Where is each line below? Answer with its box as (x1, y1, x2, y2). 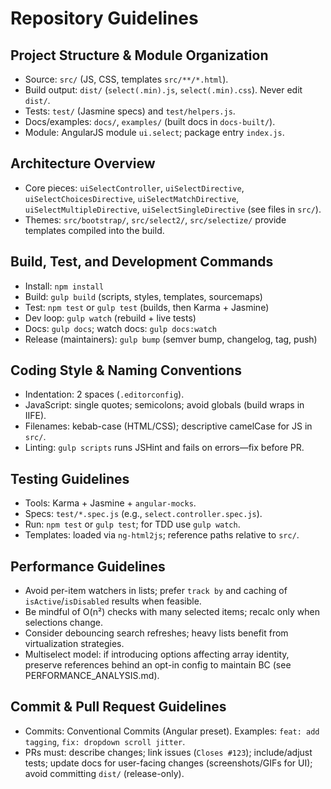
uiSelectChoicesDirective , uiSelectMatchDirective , (24, 192, 240, 204)
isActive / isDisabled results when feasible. (24, 595, 202, 607)
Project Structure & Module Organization (10, 47, 269, 64)
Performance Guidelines (10, 558, 166, 575)
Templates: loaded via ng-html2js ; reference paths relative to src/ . (24, 529, 300, 541)
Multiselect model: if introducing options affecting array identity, (24, 648, 290, 661)
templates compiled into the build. (24, 224, 165, 236)
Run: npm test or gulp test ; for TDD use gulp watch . (24, 518, 241, 531)
